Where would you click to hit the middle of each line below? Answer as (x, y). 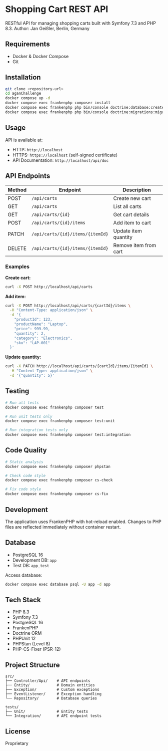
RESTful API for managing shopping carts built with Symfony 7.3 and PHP (81, 23)
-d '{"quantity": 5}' (32, 376)
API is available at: (24, 140)
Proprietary (17, 743)
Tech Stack (23, 600)
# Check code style (25, 475)
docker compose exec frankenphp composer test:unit (60, 421)
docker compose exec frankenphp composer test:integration (68, 435)
